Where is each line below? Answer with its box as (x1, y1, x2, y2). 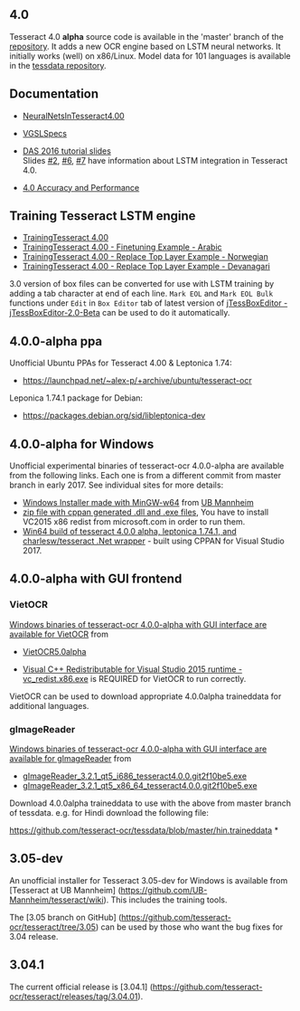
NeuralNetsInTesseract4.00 (22, 110, 125, 121)
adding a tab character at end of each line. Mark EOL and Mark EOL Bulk (9, 288, 274, 299)
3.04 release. (9, 931, 59, 941)
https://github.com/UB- (120, 884, 208, 895)
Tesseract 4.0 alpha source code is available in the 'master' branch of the (9, 31, 285, 42)
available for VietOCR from (9, 628, 108, 639)
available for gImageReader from (9, 753, 132, 764)
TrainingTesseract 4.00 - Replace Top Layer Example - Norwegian (22, 251, 268, 262)
